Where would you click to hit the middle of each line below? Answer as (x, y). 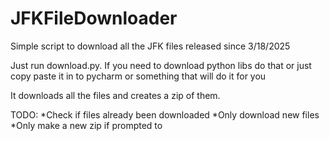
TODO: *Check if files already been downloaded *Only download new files (165, 114)
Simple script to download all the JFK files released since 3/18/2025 (150, 46)
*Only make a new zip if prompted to (86, 125)
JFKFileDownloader (94, 18)
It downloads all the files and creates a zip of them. (115, 95)
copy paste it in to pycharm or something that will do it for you (138, 76)
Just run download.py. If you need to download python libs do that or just (161, 65)
